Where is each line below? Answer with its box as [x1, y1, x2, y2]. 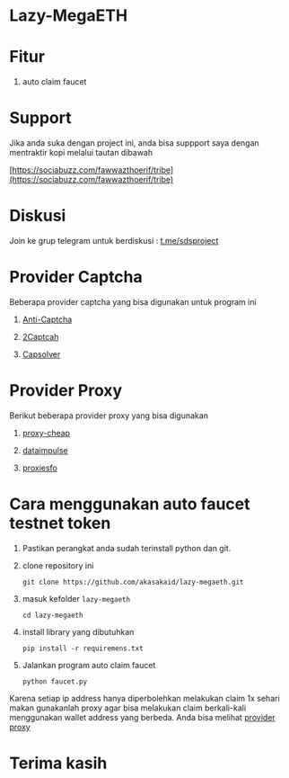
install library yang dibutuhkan [22, 626, 135, 637]
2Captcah [22, 331, 59, 342]
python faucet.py [22, 676, 88, 686]
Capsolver [22, 348, 61, 360]
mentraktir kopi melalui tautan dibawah [9, 148, 153, 158]
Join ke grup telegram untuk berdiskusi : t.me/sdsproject [9, 236, 219, 246]
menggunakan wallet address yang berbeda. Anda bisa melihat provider [9, 711, 276, 722]
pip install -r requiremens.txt [22, 644, 144, 653]
